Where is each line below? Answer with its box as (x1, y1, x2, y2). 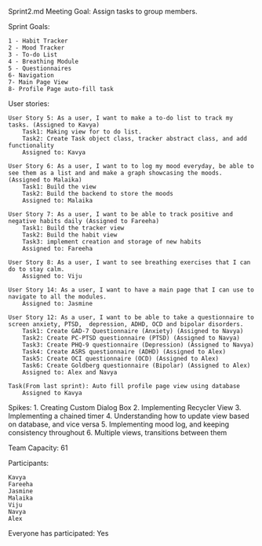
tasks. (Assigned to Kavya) (8, 121, 100, 129)
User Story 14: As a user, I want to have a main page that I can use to (8, 286, 255, 294)
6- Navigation (8, 71, 55, 79)
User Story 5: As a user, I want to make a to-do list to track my (8, 114, 234, 122)
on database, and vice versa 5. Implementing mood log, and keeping (8, 420, 230, 429)
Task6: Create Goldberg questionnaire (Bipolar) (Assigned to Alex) (22, 361, 251, 369)
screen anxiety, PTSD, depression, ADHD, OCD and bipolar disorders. (8, 321, 244, 328)
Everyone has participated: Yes (8, 529, 109, 537)
